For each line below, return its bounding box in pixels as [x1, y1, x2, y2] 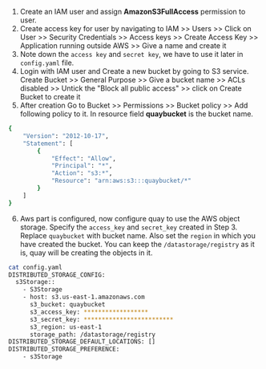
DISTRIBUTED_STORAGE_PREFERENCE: [8, 345, 120, 354]
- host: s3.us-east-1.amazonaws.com [22, 293, 146, 302]
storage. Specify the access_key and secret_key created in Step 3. [19, 222, 238, 232]
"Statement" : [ [22, 140, 74, 148]
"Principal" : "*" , [50, 162, 113, 170]
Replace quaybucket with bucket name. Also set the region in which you [19, 230, 256, 240]
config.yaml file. [19, 58, 75, 67]
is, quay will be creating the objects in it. [19, 248, 153, 257]
